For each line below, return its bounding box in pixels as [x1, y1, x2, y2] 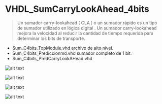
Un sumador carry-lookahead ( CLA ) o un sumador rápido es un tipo [17, 20, 158, 26]
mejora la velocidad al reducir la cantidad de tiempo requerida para [17, 30, 154, 36]
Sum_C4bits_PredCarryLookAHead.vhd [12, 55, 93, 61]
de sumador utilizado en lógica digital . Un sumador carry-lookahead [17, 25, 157, 31]
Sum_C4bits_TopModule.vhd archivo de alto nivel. [12, 45, 114, 51]
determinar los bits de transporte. [17, 35, 85, 41]
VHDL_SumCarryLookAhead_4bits [5, 3, 149, 15]
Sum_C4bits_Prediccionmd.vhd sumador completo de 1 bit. [12, 50, 132, 56]
